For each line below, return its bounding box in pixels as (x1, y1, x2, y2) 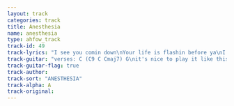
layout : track (7, 10, 49, 17)
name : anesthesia (7, 29, 58, 37)
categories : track (7, 17, 61, 24)
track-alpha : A (7, 82, 52, 89)
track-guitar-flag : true (7, 62, 79, 69)
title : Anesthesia (7, 23, 61, 30)
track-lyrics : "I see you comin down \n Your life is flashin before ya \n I (7, 50, 226, 56)
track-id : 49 (7, 43, 45, 50)
